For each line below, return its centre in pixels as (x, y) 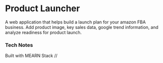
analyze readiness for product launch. (43, 32)
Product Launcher (42, 9)
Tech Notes (19, 45)
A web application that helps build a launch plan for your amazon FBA (75, 22)
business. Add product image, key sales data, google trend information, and (82, 27)
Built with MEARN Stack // (31, 56)
